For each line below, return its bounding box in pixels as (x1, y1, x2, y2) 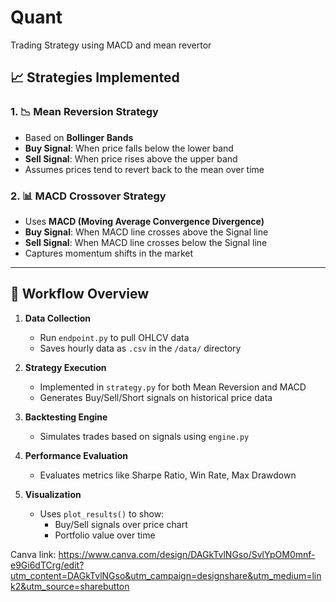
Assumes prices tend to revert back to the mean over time (24, 163, 265, 175)
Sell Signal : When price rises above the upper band (24, 152, 238, 165)
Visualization (24, 488, 82, 500)
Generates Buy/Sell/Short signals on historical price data (39, 391, 273, 403)
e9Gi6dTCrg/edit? (10, 559, 85, 571)
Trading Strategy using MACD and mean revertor (10, 39, 212, 51)
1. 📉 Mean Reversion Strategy (10, 105, 159, 119)
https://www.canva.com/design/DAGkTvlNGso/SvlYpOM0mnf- (58, 548, 316, 560)
